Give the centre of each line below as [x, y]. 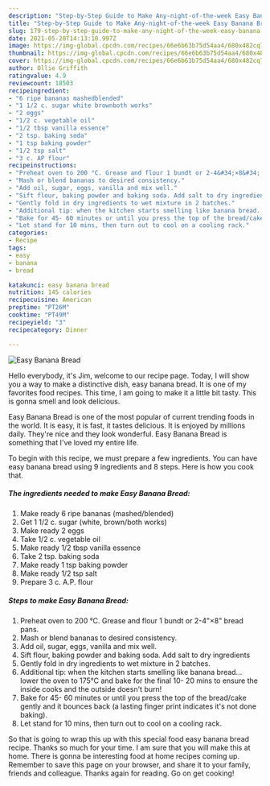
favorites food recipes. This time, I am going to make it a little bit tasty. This [133, 392]
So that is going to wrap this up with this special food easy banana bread [129, 739]
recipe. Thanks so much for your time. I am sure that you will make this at [129, 748]
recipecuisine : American [50, 300]
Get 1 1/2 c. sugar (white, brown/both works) [93, 522]
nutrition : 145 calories [50, 292]
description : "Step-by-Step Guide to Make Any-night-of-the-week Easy [129, 16]
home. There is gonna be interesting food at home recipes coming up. [124, 756]
